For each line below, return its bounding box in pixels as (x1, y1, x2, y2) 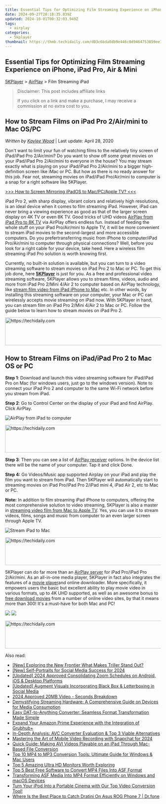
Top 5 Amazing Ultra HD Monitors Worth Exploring (12, 762, 115, 768)
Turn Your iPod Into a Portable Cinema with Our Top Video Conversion (12, 783, 156, 789)
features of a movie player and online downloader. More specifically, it (5, 580, 147, 586)
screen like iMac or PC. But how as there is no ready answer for (25, 169, 155, 174)
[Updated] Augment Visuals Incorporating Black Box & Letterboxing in (12, 683, 155, 689)
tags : (5, 21, 16, 26)
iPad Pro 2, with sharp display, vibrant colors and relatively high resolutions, (5, 198, 160, 204)
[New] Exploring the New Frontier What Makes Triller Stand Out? (12, 662, 144, 668)
